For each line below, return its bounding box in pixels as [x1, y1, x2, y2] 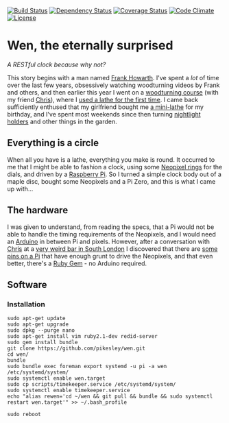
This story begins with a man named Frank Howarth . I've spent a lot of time [7, 73, 219, 82]
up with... [7, 184, 34, 193]
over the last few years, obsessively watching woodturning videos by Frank [7, 81, 220, 89]
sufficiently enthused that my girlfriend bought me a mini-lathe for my [7, 103, 204, 111]
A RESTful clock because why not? [7, 60, 106, 69]
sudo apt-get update [7, 315, 67, 322]
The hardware [7, 204, 69, 216]
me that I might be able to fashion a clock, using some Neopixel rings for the [7, 162, 223, 171]
